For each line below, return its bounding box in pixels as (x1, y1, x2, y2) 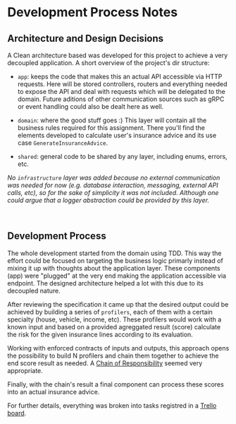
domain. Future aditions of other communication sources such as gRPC (17, 95, 225, 103)
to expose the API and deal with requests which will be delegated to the (17, 88, 225, 95)
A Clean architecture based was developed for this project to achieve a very (7, 51, 228, 59)
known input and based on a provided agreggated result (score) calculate (7, 322, 221, 331)
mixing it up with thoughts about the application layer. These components (7, 264, 221, 272)
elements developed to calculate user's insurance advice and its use (17, 131, 217, 139)
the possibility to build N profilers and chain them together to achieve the (7, 351, 219, 360)
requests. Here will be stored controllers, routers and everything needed (17, 80, 228, 88)
